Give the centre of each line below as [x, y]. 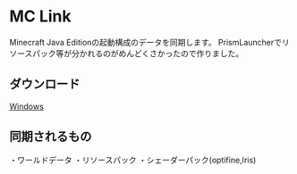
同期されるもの [51, 137]
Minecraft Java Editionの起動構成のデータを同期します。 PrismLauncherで [146, 42]
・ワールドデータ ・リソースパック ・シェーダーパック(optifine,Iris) [133, 160]
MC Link [40, 17]
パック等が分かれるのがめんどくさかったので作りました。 [138, 53]
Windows [27, 106]
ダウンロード [45, 84]
